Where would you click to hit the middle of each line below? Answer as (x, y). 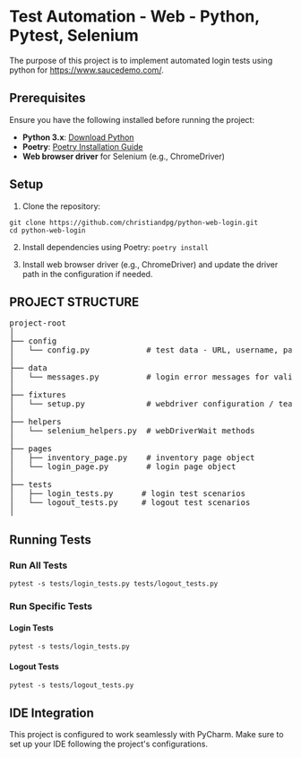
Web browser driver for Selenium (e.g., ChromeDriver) (124, 156)
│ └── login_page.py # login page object (123, 467)
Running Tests (50, 540)
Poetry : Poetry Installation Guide (82, 146)
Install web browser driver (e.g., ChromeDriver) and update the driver (150, 264)
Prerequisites (47, 98)
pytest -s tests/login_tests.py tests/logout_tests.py (114, 584)
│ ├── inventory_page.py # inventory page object (132, 458)
